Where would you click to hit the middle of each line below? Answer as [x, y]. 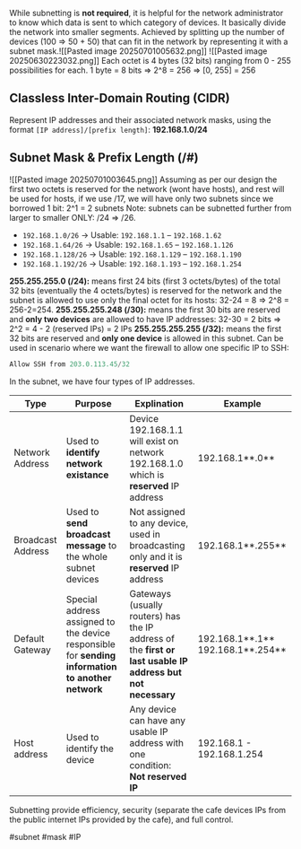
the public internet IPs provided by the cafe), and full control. [121, 819]
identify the [90, 748]
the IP [142, 627]
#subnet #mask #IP [45, 836]
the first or [152, 650]
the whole [87, 556]
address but [155, 672]
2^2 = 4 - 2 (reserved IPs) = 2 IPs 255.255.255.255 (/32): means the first [146, 328]
